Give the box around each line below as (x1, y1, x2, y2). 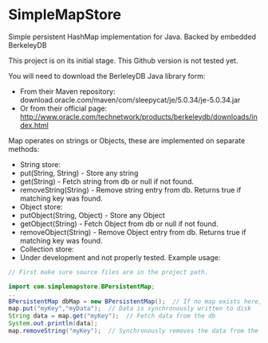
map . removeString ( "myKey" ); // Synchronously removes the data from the (8, 327, 259, 335)
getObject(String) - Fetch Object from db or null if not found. (19, 219, 219, 228)
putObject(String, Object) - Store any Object (19, 210, 165, 220)
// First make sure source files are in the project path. (8, 268, 209, 276)
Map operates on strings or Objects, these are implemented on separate (8, 135, 246, 145)
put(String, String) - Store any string (19, 168, 139, 177)
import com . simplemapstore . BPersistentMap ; (8, 283, 156, 290)
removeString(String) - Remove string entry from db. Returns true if (19, 185, 242, 194)
